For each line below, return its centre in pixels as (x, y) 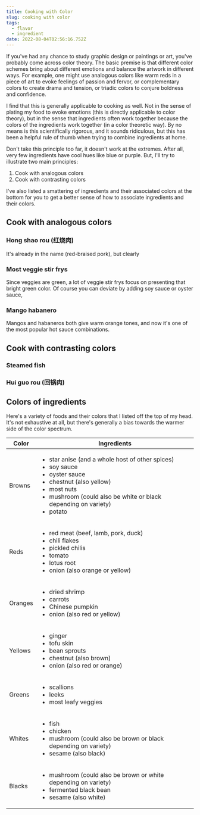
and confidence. (26, 94)
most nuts (63, 489)
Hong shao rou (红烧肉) (40, 241)
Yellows (20, 651)
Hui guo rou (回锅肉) (35, 382)
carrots (59, 599)
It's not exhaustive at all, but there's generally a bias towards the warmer (95, 423)
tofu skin (61, 644)
